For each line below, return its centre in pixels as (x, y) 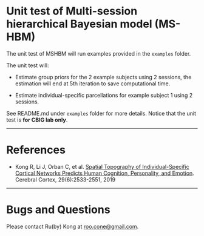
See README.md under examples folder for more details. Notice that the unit (101, 113)
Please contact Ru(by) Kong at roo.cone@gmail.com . (73, 226)
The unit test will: (28, 65)
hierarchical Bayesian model (79, 24)
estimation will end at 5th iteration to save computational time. (93, 84)
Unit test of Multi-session (72, 11)
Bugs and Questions (58, 210)
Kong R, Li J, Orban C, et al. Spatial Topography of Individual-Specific (102, 166)
